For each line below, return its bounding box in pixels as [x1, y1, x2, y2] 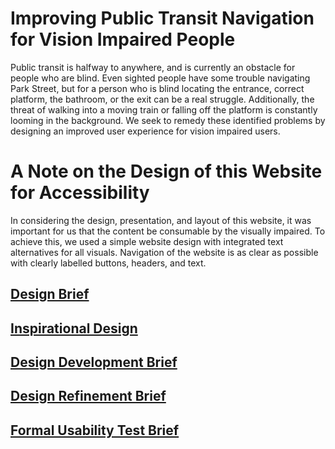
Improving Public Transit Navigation [10, 7, 315, 30]
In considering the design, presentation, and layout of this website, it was [10, 214, 312, 226]
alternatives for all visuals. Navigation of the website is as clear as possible [10, 246, 319, 258]
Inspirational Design [10, 320, 138, 337]
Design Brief [10, 286, 90, 303]
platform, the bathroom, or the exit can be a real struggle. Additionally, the [10, 93, 315, 105]
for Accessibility [10, 182, 150, 204]
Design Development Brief [10, 354, 178, 371]
